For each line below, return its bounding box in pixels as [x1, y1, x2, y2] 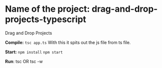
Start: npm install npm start [5, 49, 63, 55]
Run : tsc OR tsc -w [5, 58, 43, 64]
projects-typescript [5, 14, 87, 25]
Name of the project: [5, 3, 90, 15]
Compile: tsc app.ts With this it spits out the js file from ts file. [5, 39, 131, 45]
